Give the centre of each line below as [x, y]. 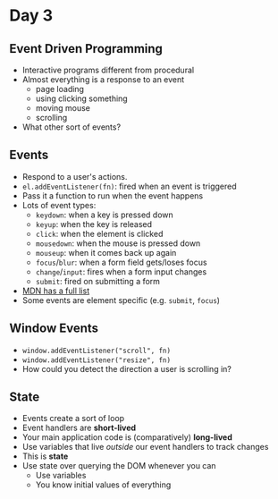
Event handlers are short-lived [79, 428]
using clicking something [81, 98]
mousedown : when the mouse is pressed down [118, 243]
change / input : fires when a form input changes [121, 271]
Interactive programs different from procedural [108, 70]
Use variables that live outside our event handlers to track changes [145, 447]
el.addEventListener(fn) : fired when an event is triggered [129, 186]
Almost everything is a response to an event [103, 80]
